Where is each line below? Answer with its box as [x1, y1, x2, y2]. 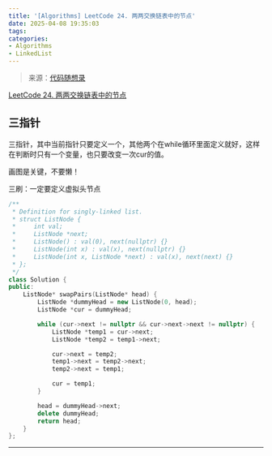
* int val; [11, 222, 63, 231]
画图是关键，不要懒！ [8, 166, 79, 176]
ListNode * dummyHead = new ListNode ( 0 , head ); [37, 298, 198, 307]
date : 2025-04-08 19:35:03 [8, 19, 100, 28]
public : [8, 283, 35, 291]
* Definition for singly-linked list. [11, 208, 143, 216]
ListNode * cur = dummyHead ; [37, 306, 132, 314]
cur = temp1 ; [51, 380, 96, 388]
